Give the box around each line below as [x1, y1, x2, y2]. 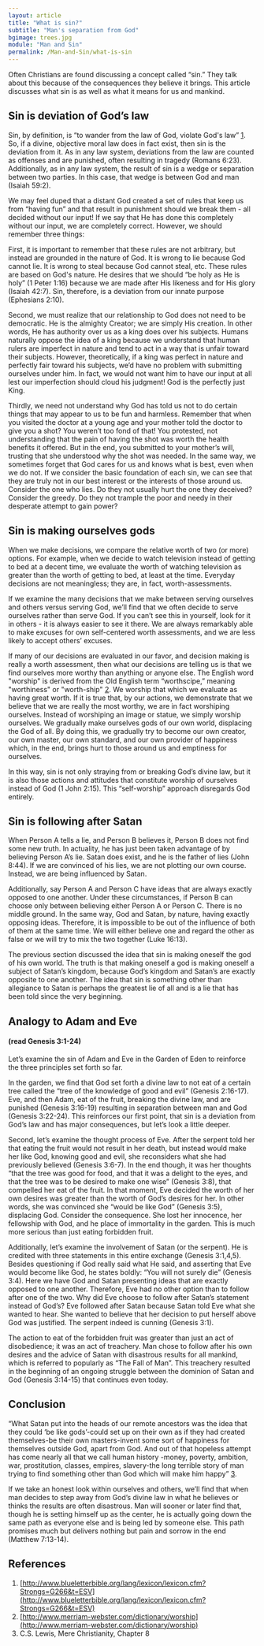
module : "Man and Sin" [8, 41, 83, 49]
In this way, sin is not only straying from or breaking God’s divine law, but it [8, 766, 251, 776]
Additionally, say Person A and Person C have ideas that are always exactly [8, 884, 252, 894]
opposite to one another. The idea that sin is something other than [8, 975, 222, 985]
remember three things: [8, 229, 85, 239]
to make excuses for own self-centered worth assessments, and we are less [8, 627, 256, 637]
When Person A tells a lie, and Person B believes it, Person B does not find [8, 836, 250, 845]
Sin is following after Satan [8, 815, 143, 829]
